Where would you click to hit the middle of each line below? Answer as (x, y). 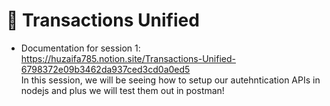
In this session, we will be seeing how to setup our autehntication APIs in (170, 80)
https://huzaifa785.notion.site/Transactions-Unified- (128, 58)
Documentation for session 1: (80, 48)
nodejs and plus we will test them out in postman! (122, 90)
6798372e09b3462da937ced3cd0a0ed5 (105, 69)
